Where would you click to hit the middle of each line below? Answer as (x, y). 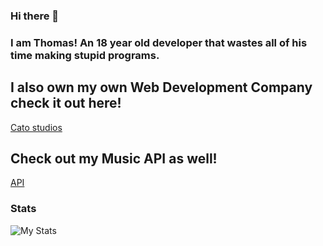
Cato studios (36, 127)
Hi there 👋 (35, 16)
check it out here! (66, 103)
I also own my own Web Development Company (161, 87)
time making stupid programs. (85, 55)
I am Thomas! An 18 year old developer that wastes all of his (159, 42)
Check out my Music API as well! (114, 159)
